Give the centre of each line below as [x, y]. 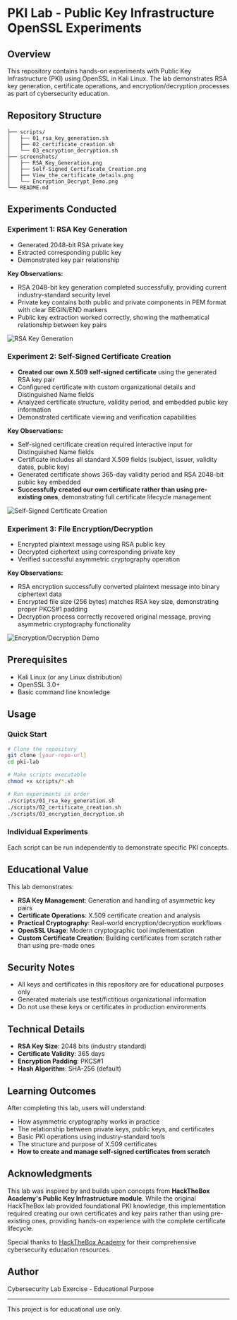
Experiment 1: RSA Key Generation [67, 230]
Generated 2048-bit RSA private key [71, 244]
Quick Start [27, 735]
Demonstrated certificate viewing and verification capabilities [107, 417]
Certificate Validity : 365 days [61, 1054]
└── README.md [28, 188]
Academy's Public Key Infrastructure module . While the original [102, 1198]
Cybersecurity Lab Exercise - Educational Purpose [81, 1289]
